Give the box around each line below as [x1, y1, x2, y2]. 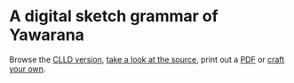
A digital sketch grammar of [9, 6, 219, 26]
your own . [9, 64, 46, 74]
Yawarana [9, 25, 84, 45]
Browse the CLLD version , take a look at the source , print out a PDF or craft [9, 54, 285, 64]
